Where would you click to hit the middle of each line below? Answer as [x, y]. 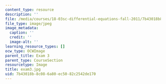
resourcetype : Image [26, 65]
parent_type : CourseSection [34, 60]
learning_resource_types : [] [35, 46]
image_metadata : [22, 28]
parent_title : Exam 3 [27, 56]
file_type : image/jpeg [28, 23]
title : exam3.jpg [23, 70]
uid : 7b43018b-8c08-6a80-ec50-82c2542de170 [51, 74]
